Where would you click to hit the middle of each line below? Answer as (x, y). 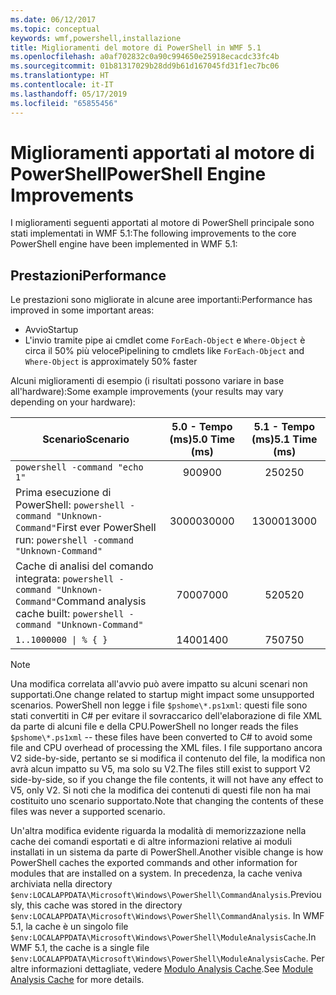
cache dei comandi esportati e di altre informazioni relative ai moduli (151, 842)
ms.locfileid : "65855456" (64, 103)
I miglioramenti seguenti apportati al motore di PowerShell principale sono (162, 223)
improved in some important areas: (82, 310)
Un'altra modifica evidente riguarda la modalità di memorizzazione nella (158, 831)
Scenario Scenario (86, 439)
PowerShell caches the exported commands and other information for (154, 863)
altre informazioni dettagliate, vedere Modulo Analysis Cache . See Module (162, 969)
